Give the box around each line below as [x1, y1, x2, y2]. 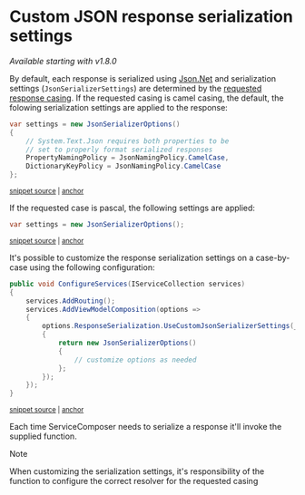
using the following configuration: [29, 261, 155, 273]
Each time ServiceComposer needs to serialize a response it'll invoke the [9, 422, 282, 432]
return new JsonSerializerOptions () [57, 338, 197, 348]
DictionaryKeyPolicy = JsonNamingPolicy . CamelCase [25, 161, 221, 171]
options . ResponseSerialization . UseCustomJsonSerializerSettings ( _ [42, 322, 299, 331]
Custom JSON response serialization [9, 6, 293, 27]
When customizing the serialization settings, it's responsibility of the [9, 466, 265, 477]
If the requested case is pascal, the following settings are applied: [9, 202, 256, 214]
